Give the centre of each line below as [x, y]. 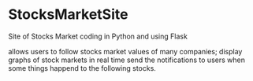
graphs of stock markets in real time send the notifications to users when [127, 60]
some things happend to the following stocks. [82, 68]
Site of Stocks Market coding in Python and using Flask [98, 36]
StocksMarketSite [68, 15]
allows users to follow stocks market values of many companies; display [125, 51]
